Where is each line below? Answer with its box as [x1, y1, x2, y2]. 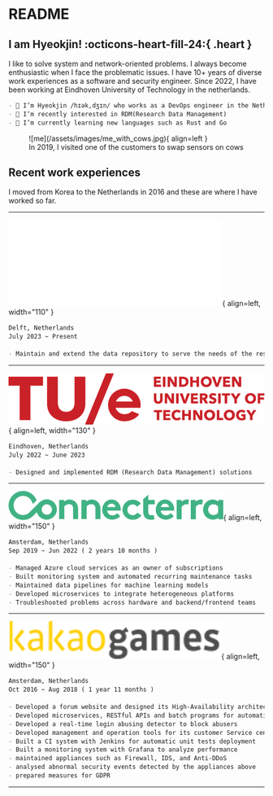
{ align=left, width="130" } [8, 425, 96, 435]
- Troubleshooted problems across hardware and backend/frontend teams [8, 598, 256, 606]
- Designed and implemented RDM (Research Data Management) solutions [8, 468, 253, 476]
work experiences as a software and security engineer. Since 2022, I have [8, 77, 258, 85]
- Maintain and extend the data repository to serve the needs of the [8, 350, 253, 358]
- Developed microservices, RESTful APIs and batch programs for [8, 711, 234, 719]
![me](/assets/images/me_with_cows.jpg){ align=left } [28, 133, 209, 143]
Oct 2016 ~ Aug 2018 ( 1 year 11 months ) [8, 685, 154, 694]
